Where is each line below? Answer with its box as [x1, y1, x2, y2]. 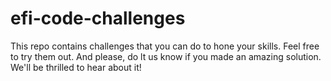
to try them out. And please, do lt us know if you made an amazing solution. [10, 50, 322, 62]
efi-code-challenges [10, 7, 186, 30]
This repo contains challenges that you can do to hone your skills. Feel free [10, 40, 320, 52]
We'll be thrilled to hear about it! [10, 61, 142, 73]
